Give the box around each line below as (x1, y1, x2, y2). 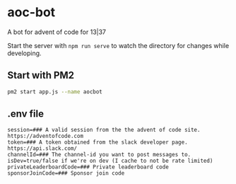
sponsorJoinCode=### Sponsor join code (7, 170, 125, 177)
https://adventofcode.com (7, 132, 83, 140)
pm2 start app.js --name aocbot (7, 88, 102, 96)
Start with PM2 (7, 69, 75, 81)
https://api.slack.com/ (7, 145, 78, 152)
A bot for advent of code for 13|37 (7, 28, 107, 36)
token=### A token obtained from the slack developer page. (7, 139, 189, 146)
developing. (7, 49, 42, 57)
